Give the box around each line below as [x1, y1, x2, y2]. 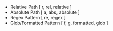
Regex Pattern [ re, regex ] [10, 15, 66, 20]
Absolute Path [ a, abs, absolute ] [10, 9, 80, 15]
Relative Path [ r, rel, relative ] [10, 4, 72, 10]
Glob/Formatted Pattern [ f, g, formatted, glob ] [10, 20, 108, 26]
